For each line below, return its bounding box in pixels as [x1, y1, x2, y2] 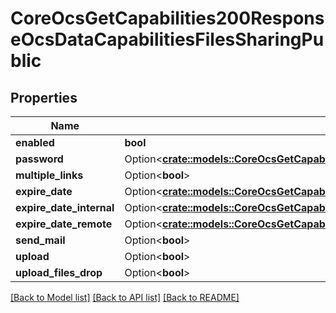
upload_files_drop [15, 266, 103, 279]
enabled [15, 136, 55, 149]
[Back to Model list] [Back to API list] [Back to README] [10, 292, 240, 303]
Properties [10, 89, 78, 106]
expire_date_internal [15, 201, 115, 214]
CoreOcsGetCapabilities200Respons [10, 7, 325, 30]
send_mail [15, 233, 66, 247]
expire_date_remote [15, 217, 113, 231]
